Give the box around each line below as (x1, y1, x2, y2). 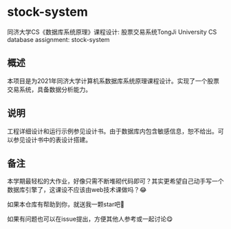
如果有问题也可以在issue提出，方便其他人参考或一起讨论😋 (7, 215, 173, 223)
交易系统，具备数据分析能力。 (7, 85, 91, 94)
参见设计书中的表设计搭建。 (12, 135, 91, 144)
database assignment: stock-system (7, 35, 110, 43)
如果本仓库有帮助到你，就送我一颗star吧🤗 (7, 200, 125, 208)
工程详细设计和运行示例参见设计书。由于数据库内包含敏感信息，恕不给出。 (7, 127, 218, 135)
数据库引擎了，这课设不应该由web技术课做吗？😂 (7, 186, 147, 194)
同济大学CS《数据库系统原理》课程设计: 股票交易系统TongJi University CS (7, 28, 217, 36)
